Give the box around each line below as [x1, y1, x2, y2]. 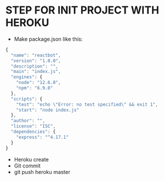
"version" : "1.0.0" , [11, 58, 61, 63]
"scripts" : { [11, 96, 43, 102]
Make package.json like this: [14, 35, 83, 42]
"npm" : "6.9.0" [16, 85, 53, 91]
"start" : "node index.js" [16, 107, 80, 113]
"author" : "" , [11, 118, 45, 124]
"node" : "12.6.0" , [16, 80, 61, 86]
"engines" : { [11, 74, 43, 80]
